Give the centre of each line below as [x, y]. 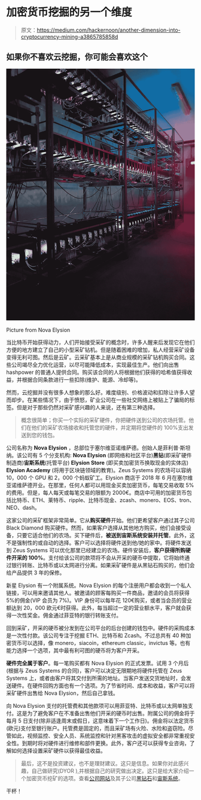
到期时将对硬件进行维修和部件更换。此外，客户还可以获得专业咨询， [106, 743]
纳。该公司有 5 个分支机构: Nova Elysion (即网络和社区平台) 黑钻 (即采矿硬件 [99, 455]
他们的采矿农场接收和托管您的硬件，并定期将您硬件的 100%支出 [110, 427]
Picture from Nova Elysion [38, 330]
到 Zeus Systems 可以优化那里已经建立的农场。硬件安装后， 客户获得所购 [96, 550]
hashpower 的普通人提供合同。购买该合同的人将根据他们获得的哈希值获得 [97, 372]
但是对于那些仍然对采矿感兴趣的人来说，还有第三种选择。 [87, 407]
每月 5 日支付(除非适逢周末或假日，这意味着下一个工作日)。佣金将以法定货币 [100, 720]
